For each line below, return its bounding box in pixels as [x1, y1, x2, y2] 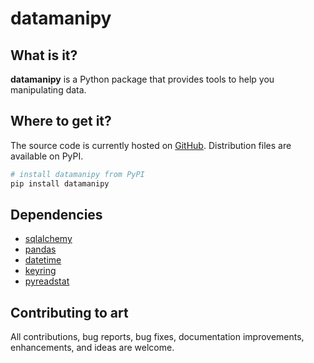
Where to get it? [10, 113, 112, 130]
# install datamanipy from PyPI [10, 169, 145, 179]
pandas [24, 243, 57, 256]
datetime [24, 254, 62, 266]
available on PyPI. [10, 150, 84, 162]
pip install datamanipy [10, 178, 110, 189]
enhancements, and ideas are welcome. [10, 342, 175, 354]
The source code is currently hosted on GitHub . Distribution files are [10, 139, 292, 151]
